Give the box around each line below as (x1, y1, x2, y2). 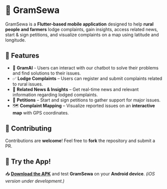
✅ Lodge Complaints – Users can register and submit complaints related (12, 75, 162, 81)
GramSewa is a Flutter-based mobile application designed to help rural (5, 21, 154, 27)
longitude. (5, 37, 26, 43)
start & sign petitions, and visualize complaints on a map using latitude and (5, 31, 159, 37)
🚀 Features (5, 51, 39, 60)
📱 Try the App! (5, 157, 51, 165)
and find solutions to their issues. (12, 70, 81, 76)
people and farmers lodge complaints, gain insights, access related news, (5, 26, 158, 32)
